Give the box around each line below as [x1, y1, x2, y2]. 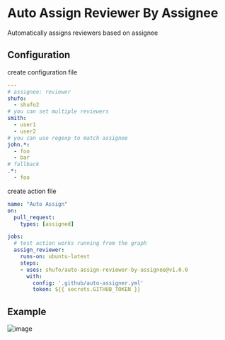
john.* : [7, 141, 30, 148]
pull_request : [13, 214, 55, 221]
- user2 [13, 128, 37, 135]
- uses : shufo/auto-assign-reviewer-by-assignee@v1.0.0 [20, 266, 189, 273]
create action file [7, 187, 57, 195]
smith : [7, 115, 27, 122]
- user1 [13, 121, 37, 128]
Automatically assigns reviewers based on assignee [7, 28, 158, 37]
